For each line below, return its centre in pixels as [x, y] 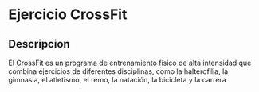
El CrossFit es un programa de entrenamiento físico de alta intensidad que [130, 63]
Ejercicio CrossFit [68, 15]
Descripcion [39, 44]
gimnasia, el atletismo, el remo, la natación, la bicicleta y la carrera [117, 80]
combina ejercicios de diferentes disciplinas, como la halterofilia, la [118, 71]
